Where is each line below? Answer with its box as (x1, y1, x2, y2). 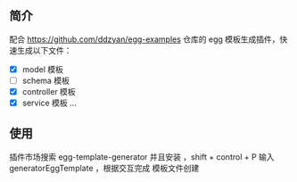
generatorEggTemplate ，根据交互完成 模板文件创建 (9, 162, 200, 173)
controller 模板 (21, 86, 76, 96)
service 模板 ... (21, 97, 78, 108)
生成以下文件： (16, 45, 72, 55)
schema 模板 (21, 75, 70, 86)
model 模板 (21, 63, 64, 74)
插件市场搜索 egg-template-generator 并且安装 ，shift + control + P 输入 (9, 151, 275, 162)
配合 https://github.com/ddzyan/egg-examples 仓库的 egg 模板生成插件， (9, 34, 280, 45)
